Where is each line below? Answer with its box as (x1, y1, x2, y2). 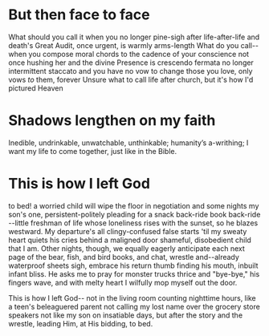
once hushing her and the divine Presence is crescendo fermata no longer (8, 58, 255, 67)
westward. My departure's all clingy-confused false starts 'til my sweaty (8, 226, 247, 236)
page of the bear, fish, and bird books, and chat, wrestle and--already (8, 252, 239, 261)
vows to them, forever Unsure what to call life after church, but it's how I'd (8, 75, 254, 84)
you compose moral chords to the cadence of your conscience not (28, 49, 250, 59)
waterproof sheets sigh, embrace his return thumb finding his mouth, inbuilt (8, 261, 259, 270)
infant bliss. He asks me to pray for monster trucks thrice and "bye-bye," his (8, 269, 260, 278)
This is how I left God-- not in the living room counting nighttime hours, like (8, 293, 256, 302)
